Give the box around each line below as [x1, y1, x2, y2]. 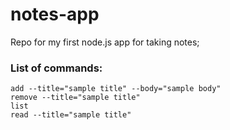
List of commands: [10, 61, 103, 75]
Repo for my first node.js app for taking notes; [10, 36, 200, 48]
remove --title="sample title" [10, 93, 141, 103]
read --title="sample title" [10, 110, 132, 120]
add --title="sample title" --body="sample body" [10, 84, 222, 94]
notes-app [10, 3, 100, 26]
